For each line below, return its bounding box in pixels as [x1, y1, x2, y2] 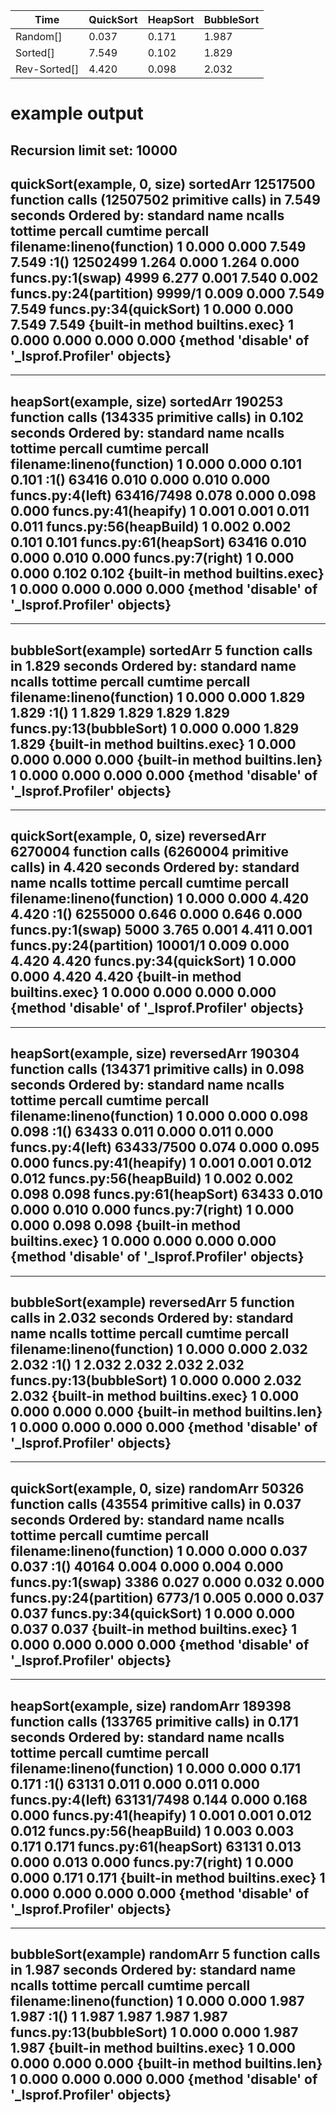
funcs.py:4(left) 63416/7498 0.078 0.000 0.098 [10, 487, 317, 504]
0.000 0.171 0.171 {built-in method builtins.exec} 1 [10, 1869, 326, 1886]
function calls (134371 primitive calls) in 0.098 [10, 1061, 305, 1078]
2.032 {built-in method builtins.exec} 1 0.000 [10, 1388, 300, 1405]
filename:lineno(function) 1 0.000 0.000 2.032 [10, 1341, 308, 1358]
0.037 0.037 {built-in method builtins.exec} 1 [10, 1620, 297, 1638]
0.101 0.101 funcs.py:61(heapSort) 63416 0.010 [10, 534, 307, 551]
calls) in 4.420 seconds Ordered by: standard [10, 859, 300, 876]
